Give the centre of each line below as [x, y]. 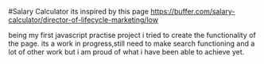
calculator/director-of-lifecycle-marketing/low [83, 20]
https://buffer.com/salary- [193, 11]
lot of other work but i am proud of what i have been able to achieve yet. [126, 52]
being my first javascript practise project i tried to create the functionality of [132, 35]
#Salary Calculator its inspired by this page [79, 11]
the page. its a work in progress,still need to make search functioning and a [132, 43]
